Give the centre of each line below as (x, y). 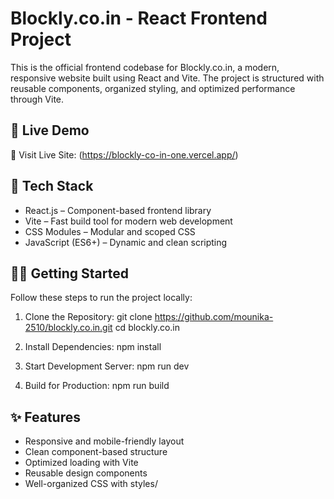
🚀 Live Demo (50, 130)
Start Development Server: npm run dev (107, 366)
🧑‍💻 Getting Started (69, 273)
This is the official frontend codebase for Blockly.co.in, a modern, (145, 67)
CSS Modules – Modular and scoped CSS (110, 231)
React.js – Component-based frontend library (118, 210)
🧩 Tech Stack (52, 186)
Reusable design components (86, 473)
